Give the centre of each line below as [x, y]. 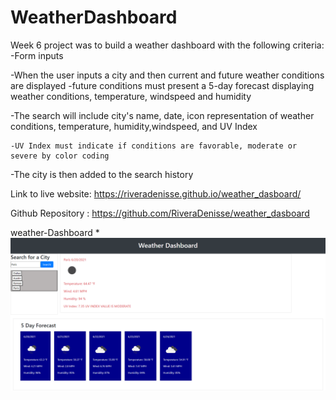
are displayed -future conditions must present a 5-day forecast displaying [162, 85]
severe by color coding [60, 156]
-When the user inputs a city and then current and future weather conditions [167, 75]
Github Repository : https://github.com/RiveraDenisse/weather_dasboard [160, 213]
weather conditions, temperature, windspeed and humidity [131, 96]
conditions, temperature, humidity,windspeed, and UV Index [134, 126]
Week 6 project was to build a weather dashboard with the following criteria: [167, 45]
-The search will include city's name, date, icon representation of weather [162, 115]
